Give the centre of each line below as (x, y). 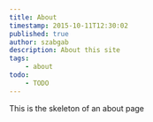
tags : (19, 58)
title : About (33, 17)
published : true (39, 34)
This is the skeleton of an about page (76, 108)
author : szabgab (39, 42)
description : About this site (65, 50)
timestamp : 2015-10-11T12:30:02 (69, 26)
